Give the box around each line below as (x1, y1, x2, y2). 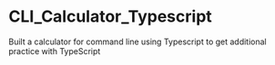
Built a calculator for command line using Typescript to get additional (8, 36, 268, 47)
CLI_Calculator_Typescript (8, 6, 213, 27)
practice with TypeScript (8, 45, 101, 56)
